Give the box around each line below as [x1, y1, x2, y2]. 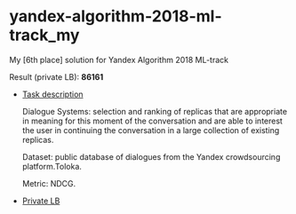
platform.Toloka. [21, 161, 83, 171]
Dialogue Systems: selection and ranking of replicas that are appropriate [21, 106, 287, 116]
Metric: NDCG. [21, 178, 76, 188]
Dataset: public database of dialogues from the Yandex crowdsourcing [21, 151, 281, 162]
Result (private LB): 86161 [9, 71, 104, 82]
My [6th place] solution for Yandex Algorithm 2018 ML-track [9, 54, 229, 65]
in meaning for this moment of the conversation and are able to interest [21, 115, 283, 126]
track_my [9, 25, 80, 45]
